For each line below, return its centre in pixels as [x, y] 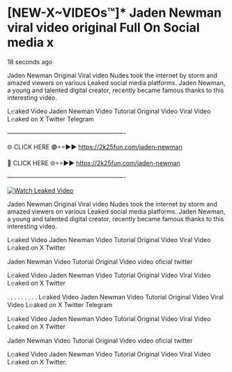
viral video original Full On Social [103, 28]
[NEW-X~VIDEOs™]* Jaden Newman [114, 13]
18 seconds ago [30, 61]
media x [31, 43]
